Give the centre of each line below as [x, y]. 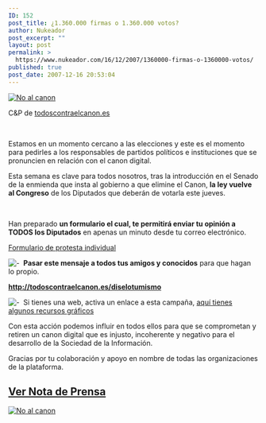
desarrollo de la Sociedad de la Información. [81, 343]
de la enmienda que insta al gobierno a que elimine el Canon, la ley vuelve [130, 184]
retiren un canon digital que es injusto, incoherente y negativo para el [121, 334]
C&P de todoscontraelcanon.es [59, 113]
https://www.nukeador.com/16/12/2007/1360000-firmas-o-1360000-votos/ [135, 60]
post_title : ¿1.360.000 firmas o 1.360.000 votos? [94, 23]
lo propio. [24, 271]
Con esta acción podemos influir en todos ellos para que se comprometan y [132, 326]
